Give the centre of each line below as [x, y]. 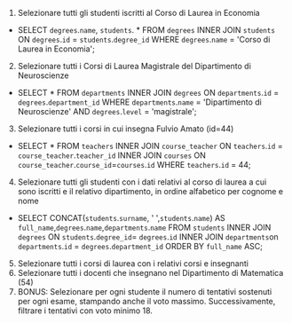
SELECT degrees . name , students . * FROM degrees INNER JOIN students [146, 30]
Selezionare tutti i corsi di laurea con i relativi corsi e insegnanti [133, 264]
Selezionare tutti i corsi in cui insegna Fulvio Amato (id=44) [126, 129]
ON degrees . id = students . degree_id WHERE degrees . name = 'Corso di [144, 39]
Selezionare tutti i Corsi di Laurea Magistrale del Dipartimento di [134, 66]
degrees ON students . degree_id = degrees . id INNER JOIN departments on [148, 237]
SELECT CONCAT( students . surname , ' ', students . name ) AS [122, 218]
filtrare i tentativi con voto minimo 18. [85, 311]
